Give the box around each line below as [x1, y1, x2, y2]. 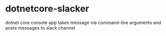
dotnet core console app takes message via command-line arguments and [5, 19, 161, 25]
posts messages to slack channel [5, 24, 75, 30]
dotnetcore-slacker [5, 3, 90, 14]
